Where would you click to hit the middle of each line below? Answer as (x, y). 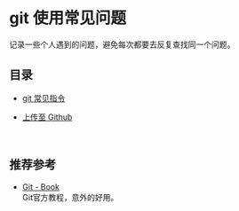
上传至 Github (47, 117)
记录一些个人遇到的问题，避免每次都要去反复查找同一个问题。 (122, 44)
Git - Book (41, 186)
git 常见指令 (44, 98)
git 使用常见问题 (68, 18)
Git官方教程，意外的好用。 (70, 197)
